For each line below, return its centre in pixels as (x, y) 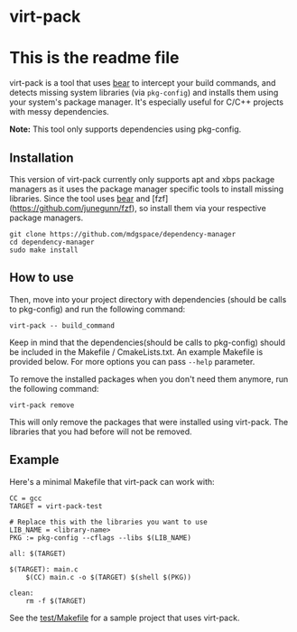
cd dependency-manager (52, 242)
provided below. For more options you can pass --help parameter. (132, 361)
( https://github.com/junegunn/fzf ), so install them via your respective (138, 208)
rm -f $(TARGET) (56, 601)
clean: (22, 593)
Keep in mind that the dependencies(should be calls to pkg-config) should (148, 342)
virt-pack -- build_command (62, 325)
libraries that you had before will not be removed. (101, 432)
